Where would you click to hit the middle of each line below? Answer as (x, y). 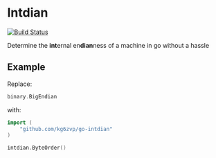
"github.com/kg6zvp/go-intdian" (66, 129)
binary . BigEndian (32, 96)
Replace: (20, 84)
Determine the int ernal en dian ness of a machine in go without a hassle (108, 45)
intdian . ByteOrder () (37, 148)
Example (26, 67)
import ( (20, 123)
